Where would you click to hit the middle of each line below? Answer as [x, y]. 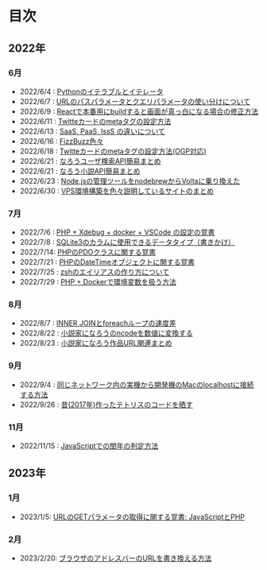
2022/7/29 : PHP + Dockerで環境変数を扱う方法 [98, 282]
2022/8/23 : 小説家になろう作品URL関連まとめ [96, 343]
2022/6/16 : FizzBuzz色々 [62, 141]
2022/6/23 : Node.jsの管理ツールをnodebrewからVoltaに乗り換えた [130, 180]
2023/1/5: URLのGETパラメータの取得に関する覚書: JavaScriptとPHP [132, 517]
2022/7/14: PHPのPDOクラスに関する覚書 [88, 252]
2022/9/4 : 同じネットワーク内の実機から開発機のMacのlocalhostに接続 [137, 384]
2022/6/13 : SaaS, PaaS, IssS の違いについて [92, 131]
